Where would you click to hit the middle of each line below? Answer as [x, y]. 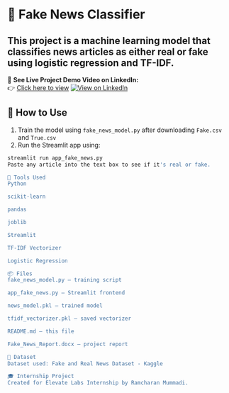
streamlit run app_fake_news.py [55, 158]
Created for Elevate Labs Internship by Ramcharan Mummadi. [98, 383]
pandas [17, 210]
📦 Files [20, 273]
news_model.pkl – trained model [55, 306]
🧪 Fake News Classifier [76, 15]
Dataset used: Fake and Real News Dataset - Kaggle [85, 364]
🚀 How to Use [37, 113]
